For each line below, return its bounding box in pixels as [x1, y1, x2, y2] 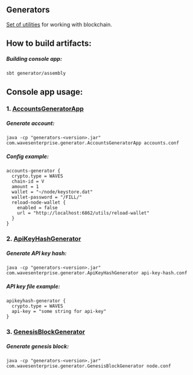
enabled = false [17, 205, 59, 211]
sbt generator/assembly [6, 71, 66, 77]
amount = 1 [11, 184, 39, 190]
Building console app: [6, 55, 62, 62]
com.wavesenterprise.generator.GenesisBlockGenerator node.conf [6, 363, 171, 370]
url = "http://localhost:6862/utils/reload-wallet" [17, 210, 150, 216]
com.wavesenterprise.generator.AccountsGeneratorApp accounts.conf [6, 140, 180, 147]
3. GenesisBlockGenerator [6, 328, 86, 336]
